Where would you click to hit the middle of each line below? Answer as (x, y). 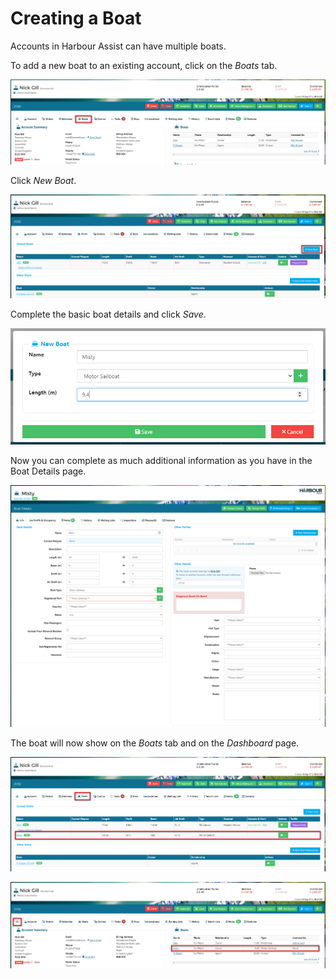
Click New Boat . (43, 181)
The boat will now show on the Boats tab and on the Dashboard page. (155, 743)
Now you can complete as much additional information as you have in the (161, 461)
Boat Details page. (48, 471)
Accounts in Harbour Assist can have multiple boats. (118, 46)
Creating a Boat (76, 18)
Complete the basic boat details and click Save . (108, 314)
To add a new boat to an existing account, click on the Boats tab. (144, 65)
